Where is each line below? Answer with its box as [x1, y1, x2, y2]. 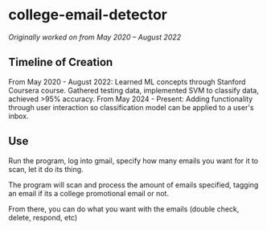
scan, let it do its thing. [8, 164, 84, 174]
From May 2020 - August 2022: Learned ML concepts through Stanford [8, 76, 246, 86]
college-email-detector [8, 6, 167, 24]
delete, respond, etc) [8, 212, 78, 222]
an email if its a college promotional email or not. [8, 188, 169, 198]
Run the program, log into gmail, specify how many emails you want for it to [8, 155, 259, 166]
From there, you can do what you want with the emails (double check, [8, 203, 240, 214]
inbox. [8, 111, 29, 121]
